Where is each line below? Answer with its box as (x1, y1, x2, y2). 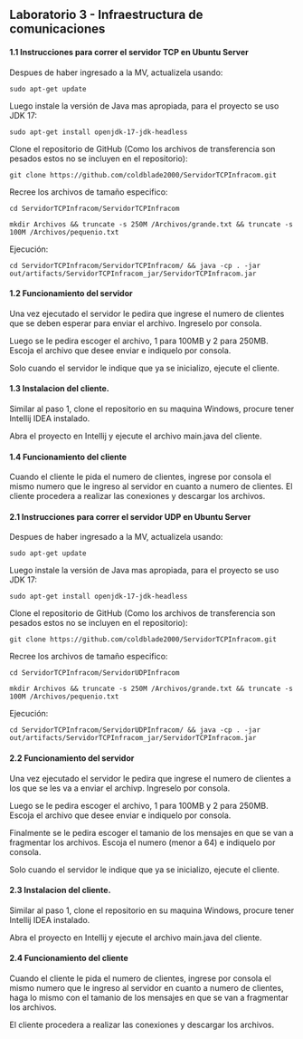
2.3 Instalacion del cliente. (9, 885, 111, 896)
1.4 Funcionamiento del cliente (9, 451, 128, 462)
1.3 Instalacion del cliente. (9, 383, 110, 394)
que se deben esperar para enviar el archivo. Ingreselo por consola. (9, 317, 262, 329)
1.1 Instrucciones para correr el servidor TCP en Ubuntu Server (9, 46, 249, 57)
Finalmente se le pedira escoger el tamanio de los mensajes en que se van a (9, 827, 294, 838)
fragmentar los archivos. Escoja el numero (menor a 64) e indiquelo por (9, 837, 276, 848)
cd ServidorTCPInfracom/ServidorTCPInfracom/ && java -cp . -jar (9, 261, 260, 270)
